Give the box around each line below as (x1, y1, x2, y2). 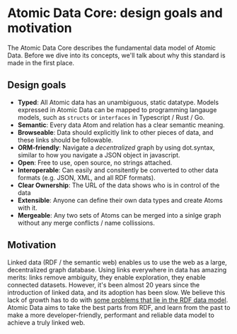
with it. (17, 204, 37, 212)
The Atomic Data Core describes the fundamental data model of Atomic (7, 43, 216, 52)
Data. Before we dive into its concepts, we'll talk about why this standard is (7, 51, 226, 60)
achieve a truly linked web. (7, 318, 86, 327)
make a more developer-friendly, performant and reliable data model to (7, 311, 214, 319)
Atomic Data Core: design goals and (7, 5, 223, 21)
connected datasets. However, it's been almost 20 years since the (7, 280, 200, 289)
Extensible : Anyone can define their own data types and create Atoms (17, 196, 223, 204)
